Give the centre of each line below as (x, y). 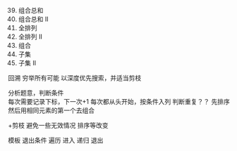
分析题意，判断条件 (36, 93)
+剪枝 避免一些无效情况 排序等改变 (58, 125)
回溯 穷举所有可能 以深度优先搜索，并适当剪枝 (75, 78)
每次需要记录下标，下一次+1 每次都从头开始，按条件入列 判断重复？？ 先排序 (119, 101)
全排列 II (30, 37)
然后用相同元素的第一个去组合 (51, 110)
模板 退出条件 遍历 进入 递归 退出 (56, 140)
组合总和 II (33, 19)
